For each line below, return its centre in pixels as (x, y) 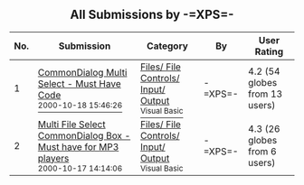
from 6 (263, 151)
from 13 (266, 94)
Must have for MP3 (78, 146)
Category (167, 46)
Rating (269, 51)
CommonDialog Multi (82, 72)
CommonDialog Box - (84, 135)
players (53, 158)
